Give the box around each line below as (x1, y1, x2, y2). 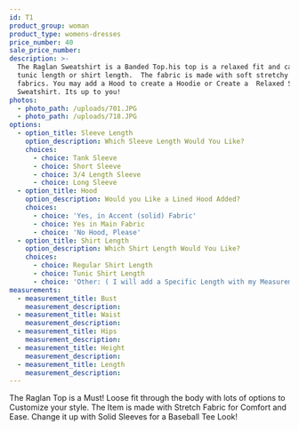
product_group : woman (9, 21, 90, 30)
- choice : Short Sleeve (32, 162, 122, 171)
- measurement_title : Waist (17, 310, 122, 320)
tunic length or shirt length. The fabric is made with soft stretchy (17, 71, 289, 80)
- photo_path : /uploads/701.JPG (17, 104, 138, 113)
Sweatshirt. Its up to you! (17, 87, 122, 96)
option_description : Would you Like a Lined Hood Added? (25, 195, 241, 204)
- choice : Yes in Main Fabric (32, 219, 145, 228)
